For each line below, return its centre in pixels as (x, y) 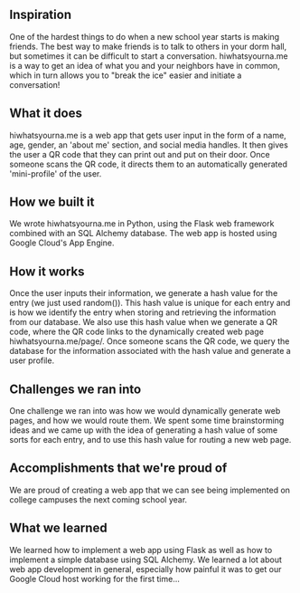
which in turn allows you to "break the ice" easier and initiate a (126, 75)
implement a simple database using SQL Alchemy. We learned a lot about (146, 560)
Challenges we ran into (75, 389)
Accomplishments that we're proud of (118, 469)
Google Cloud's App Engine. (62, 243)
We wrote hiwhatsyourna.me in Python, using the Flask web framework (142, 224)
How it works (47, 271)
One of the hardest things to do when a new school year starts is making (145, 36)
